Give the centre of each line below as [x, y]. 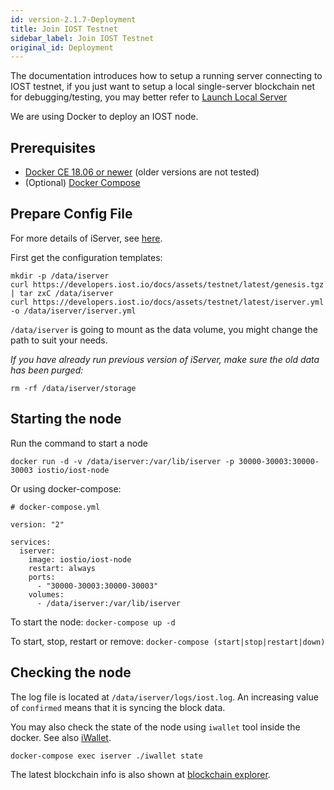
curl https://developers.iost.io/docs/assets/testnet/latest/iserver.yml [167, 302]
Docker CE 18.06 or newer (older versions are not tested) [142, 172]
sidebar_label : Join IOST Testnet [82, 38]
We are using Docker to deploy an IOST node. [104, 117]
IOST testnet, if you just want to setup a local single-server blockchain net [163, 87]
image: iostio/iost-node [80, 559]
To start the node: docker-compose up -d [93, 622]
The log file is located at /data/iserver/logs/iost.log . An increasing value [164, 697]
